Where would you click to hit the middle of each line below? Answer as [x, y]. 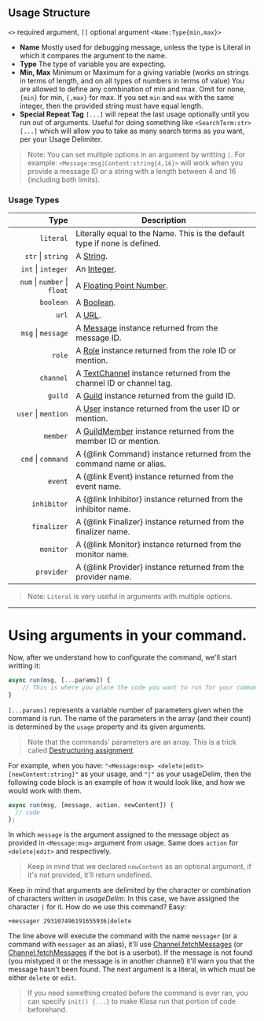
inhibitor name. [103, 509]
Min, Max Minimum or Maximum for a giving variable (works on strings [134, 72]
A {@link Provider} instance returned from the [160, 568]
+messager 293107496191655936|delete [70, 921]
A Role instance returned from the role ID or [156, 351]
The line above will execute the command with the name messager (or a [123, 936]
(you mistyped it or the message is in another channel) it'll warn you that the [132, 961]
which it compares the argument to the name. [93, 55]
